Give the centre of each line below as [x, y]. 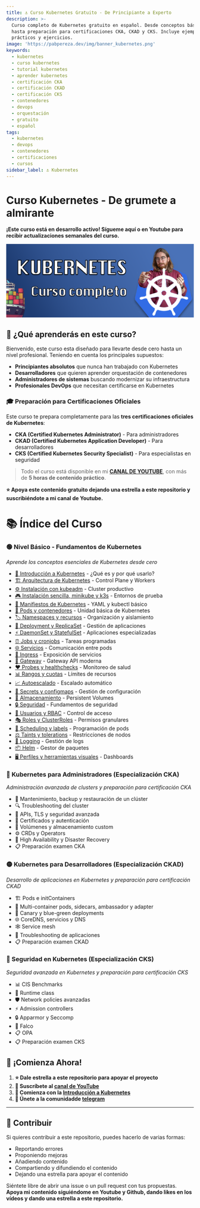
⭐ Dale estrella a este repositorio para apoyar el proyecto [86, 1077]
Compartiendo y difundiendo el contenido [66, 1168]
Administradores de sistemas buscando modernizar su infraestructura [102, 380]
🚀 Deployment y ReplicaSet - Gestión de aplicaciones [80, 625]
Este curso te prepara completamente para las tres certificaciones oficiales [100, 417]
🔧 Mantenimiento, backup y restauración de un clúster [81, 799]
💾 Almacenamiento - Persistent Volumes [64, 698]
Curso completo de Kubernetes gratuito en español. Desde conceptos [98, 25]
